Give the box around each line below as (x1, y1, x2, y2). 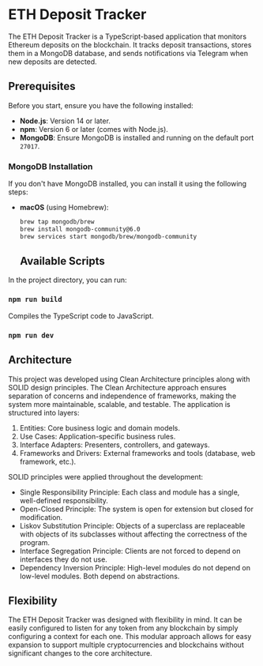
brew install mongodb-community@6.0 (19, 225, 141, 233)
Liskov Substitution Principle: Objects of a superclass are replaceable (19, 521, 246, 530)
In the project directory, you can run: (8, 275, 127, 285)
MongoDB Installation (8, 160, 93, 171)
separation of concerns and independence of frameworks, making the (8, 391, 237, 401)
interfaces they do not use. (19, 555, 108, 564)
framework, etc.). (19, 457, 77, 466)
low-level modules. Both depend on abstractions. (19, 571, 180, 581)
